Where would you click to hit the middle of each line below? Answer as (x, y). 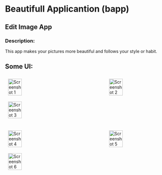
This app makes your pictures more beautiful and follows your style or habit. (81, 51)
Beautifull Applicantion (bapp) (67, 9)
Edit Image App (29, 27)
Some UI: (19, 67)
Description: (20, 41)
